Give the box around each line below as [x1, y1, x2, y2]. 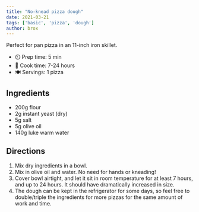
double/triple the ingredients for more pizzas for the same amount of [14, 194, 183, 201]
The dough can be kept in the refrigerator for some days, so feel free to [14, 187, 190, 194]
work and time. [14, 200, 52, 207]
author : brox [6, 25, 39, 31]
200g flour [14, 104, 42, 111]
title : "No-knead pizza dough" [6, 8, 84, 15]
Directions [6, 146, 46, 156]
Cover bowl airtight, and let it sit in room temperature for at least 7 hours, [14, 175, 193, 182]
